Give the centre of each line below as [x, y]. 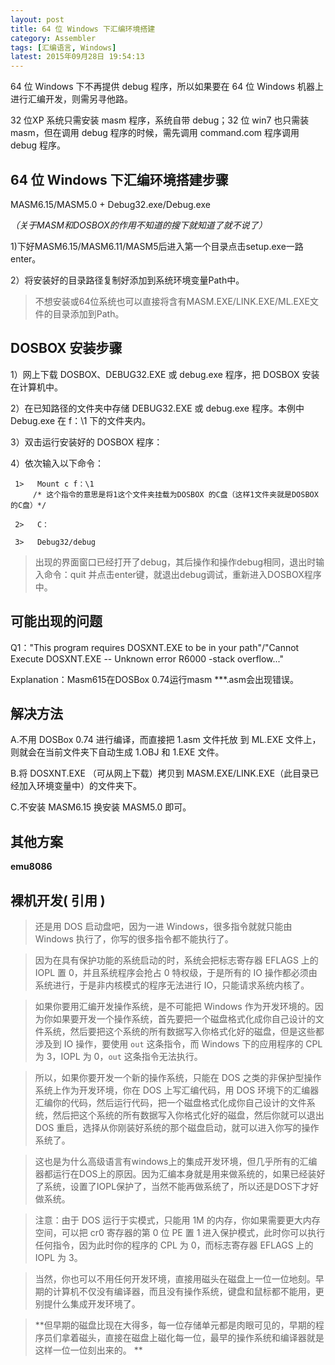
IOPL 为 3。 [58, 1257]
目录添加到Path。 [88, 313]
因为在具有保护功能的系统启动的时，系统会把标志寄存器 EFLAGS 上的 [176, 960]
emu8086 [31, 867]
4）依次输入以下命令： [57, 463]
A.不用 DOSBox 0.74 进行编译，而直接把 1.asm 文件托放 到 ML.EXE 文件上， [166, 740]
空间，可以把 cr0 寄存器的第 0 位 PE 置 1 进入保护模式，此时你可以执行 [180, 1232]
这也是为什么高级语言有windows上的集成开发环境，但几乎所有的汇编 [176, 1161]
